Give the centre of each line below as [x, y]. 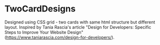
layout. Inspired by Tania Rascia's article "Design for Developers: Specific [78, 27]
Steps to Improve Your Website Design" [44, 32]
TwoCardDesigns [40, 9]
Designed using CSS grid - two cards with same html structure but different [80, 22]
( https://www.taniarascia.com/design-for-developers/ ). [60, 37]
